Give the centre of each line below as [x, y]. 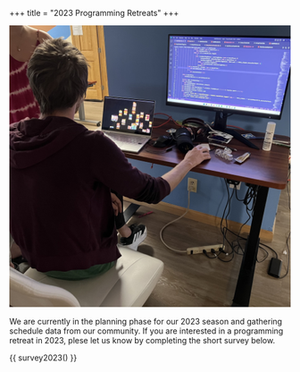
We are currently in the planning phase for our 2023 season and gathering [146, 321]
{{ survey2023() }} [43, 358]
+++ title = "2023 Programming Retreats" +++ [94, 13]
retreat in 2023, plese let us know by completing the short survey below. [142, 340]
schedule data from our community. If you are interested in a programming [146, 331]
